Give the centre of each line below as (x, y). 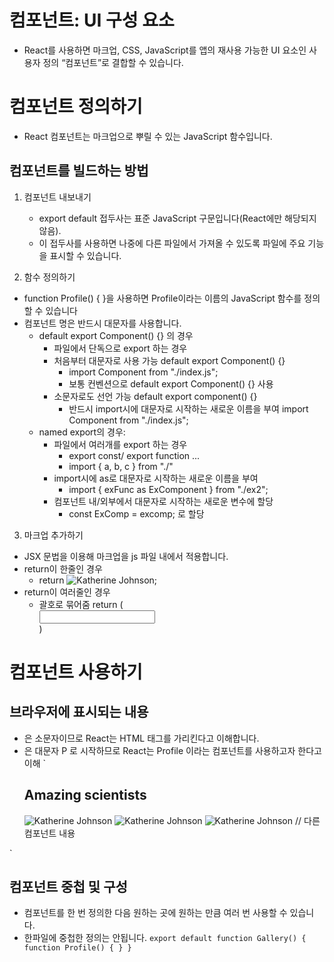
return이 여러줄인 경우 (67, 592)
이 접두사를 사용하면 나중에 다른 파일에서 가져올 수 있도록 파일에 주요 (172, 243)
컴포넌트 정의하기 (76, 107)
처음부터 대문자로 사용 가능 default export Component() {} (169, 360)
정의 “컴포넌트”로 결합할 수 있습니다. (113, 62)
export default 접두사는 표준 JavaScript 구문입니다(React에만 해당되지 (177, 218)
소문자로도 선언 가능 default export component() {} (155, 396)
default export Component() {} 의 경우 (116, 335)
